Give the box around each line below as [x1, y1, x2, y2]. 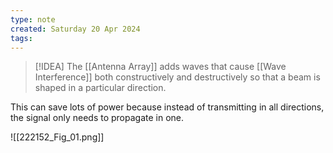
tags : [10, 33, 33, 43]
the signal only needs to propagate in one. [10, 112, 185, 124]
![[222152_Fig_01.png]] [10, 131, 105, 143]
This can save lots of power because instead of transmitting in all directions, [10, 101, 325, 113]
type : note [10, 14, 56, 25]
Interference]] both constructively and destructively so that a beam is [34, 71, 321, 83]
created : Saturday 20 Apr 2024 [10, 24, 141, 34]
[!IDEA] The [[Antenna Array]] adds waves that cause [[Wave [34, 61, 287, 73]
